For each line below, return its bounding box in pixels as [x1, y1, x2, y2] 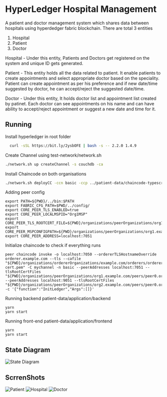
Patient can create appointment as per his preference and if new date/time [5, 80, 158, 86]
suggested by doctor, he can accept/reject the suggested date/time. [5, 85, 145, 91]
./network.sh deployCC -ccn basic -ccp [5, 180, 88, 185]
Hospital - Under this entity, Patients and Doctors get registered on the [5, 55, 150, 61]
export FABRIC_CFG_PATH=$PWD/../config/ [5, 203, 90, 208]
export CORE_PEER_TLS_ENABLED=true [5, 208, 79, 213]
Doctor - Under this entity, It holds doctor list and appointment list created [5, 95, 157, 101]
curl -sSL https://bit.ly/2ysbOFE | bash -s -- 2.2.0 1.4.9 [9, 143, 137, 148]
